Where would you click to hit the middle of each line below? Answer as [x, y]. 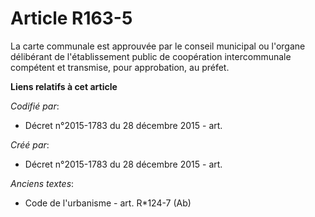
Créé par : [30, 144]
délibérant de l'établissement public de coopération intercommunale [151, 56]
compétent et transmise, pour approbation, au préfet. [120, 67]
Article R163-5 [71, 18]
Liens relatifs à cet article [64, 86]
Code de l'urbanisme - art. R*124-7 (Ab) [108, 203]
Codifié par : [35, 106]
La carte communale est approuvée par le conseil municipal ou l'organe [158, 46]
